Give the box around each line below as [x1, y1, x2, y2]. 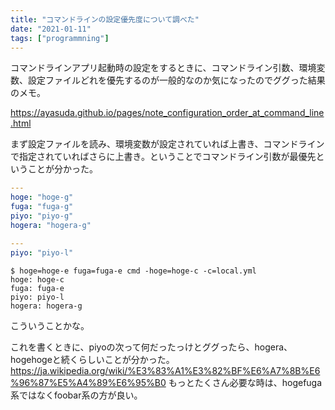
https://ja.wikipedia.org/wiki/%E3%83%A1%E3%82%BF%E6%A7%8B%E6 [10, 364, 321, 376]
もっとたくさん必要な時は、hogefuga [168, 376, 323, 388]
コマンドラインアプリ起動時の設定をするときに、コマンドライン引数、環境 [10, 62, 317, 74]
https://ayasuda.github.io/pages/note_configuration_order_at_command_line [10, 107, 325, 119]
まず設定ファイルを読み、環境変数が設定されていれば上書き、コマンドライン [10, 138, 325, 150]
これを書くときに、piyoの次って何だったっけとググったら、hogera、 [10, 341, 293, 353]
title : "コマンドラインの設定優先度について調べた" [10, 14, 200, 25]
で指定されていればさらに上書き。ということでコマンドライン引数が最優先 [10, 151, 317, 163]
